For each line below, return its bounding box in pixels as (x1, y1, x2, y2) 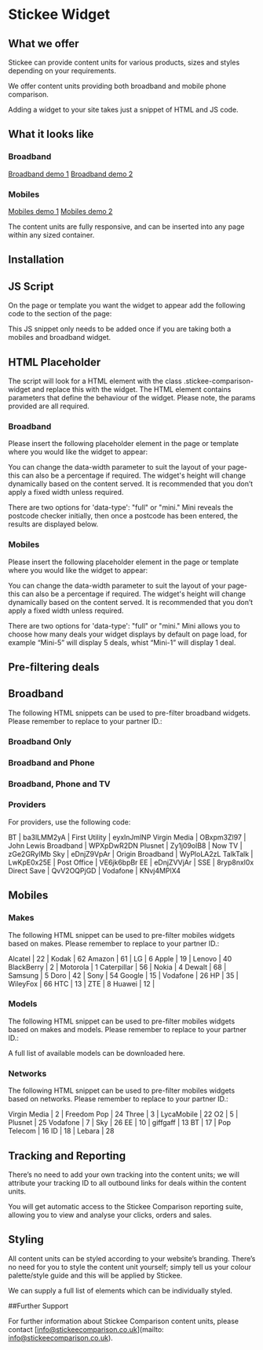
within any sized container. (8, 230, 95, 239)
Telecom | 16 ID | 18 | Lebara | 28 (8, 1127, 115, 1136)
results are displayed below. (8, 519, 99, 529)
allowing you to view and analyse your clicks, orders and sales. (8, 1210, 212, 1219)
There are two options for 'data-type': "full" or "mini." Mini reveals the (8, 503, 234, 512)
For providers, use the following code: (8, 817, 131, 827)
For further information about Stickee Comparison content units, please (8, 1316, 239, 1326)
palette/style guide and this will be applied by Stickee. (8, 1271, 183, 1280)
